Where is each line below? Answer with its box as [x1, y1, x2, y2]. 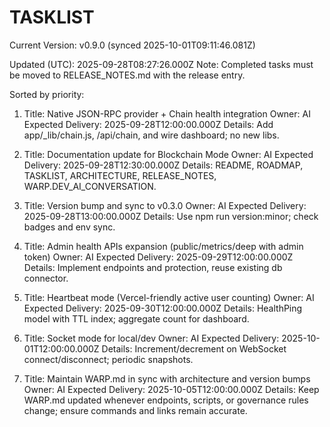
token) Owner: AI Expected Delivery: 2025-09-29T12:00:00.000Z [23, 251, 294, 263]
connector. [23, 272, 69, 284]
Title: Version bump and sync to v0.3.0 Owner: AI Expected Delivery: [23, 199, 307, 211]
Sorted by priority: [9, 88, 85, 100]
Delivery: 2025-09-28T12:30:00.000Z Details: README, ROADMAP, [23, 159, 304, 171]
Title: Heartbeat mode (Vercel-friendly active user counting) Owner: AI [23, 291, 315, 303]
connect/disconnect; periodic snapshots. [23, 353, 194, 365]
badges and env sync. [23, 221, 116, 233]
